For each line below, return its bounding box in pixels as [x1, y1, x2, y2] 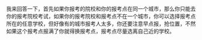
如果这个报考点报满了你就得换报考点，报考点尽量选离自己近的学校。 [6, 27, 175, 35]
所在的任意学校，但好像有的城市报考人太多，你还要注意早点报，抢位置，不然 [6, 20, 196, 27]
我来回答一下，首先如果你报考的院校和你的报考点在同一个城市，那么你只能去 [6, 5, 196, 12]
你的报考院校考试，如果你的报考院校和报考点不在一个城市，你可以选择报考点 [6, 13, 196, 20]
